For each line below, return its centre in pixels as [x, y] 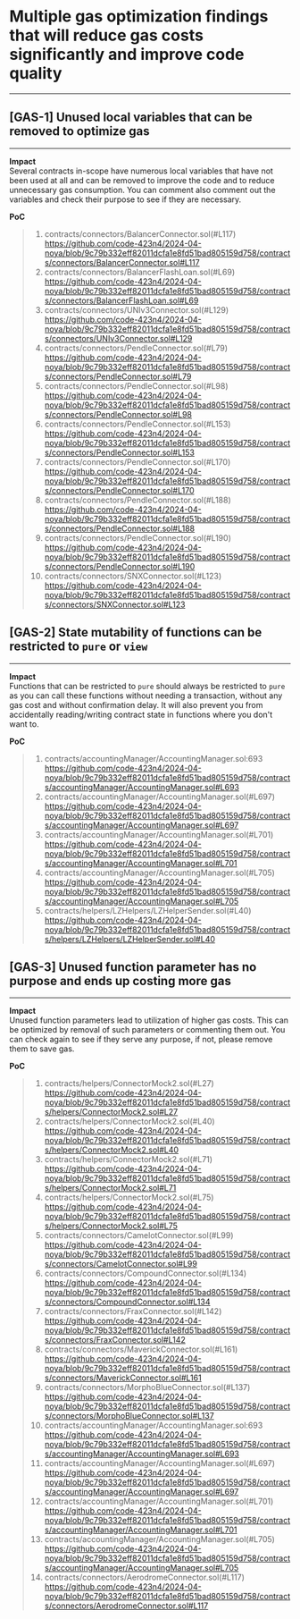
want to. [24, 724]
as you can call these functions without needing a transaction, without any [146, 696]
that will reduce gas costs [106, 35]
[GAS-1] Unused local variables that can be [131, 118]
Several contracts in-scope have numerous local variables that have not [142, 171]
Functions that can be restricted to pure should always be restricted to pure [147, 686]
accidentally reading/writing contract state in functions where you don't [141, 714]
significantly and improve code [127, 55]
